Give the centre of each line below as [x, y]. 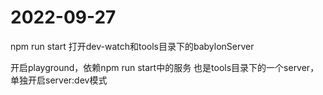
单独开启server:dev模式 [59, 80]
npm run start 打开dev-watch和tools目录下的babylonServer [132, 46]
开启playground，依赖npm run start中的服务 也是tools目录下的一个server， [165, 67]
